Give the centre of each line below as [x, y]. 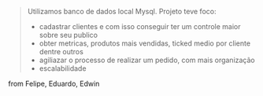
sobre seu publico [69, 35]
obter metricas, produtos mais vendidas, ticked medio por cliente [144, 43]
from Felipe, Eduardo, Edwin [54, 83]
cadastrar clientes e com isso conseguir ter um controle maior [140, 26]
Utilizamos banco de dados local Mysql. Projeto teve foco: [122, 11]
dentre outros [61, 52]
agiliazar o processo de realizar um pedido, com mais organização [147, 60]
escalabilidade [63, 68]
